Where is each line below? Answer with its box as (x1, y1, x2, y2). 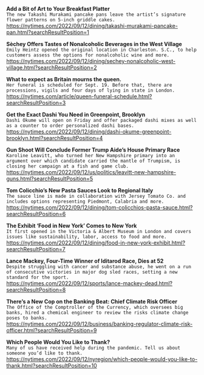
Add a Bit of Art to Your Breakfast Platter (6, 5, 110, 12)
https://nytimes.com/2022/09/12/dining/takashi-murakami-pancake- (6, 22, 178, 29)
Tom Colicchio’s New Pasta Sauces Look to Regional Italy (6, 187, 154, 194)
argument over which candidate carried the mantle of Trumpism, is (6, 158, 181, 164)
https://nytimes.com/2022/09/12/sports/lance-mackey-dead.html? (6, 280, 173, 287)
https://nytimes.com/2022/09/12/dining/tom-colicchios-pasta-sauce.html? (6, 204, 193, 211)
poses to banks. (6, 315, 47, 321)
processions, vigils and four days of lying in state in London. (6, 87, 175, 93)
